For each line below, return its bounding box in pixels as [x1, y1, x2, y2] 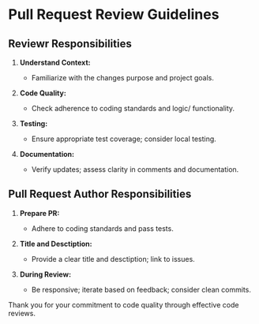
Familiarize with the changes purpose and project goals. [31, 73, 215, 82]
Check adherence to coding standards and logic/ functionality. [31, 104, 235, 113]
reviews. [8, 308, 36, 318]
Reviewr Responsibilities [8, 37, 132, 50]
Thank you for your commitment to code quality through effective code [8, 300, 239, 309]
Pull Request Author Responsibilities [8, 188, 192, 201]
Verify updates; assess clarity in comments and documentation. [31, 165, 239, 174]
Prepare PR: [19, 208, 60, 218]
